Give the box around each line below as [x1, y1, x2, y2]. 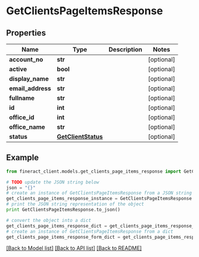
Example [6, 153, 39, 163]
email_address [9, 84, 52, 93]
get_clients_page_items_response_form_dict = [6, 234, 120, 240]
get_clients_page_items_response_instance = [6, 196, 118, 202]
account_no [9, 55, 43, 64]
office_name [9, 123, 46, 131]
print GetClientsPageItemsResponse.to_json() [6, 207, 120, 213]
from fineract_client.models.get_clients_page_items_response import [6, 168, 182, 174]
